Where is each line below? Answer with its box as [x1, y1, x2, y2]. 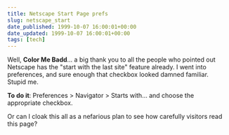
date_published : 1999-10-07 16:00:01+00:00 [7, 23, 137, 30]
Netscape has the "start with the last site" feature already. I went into [7, 63, 207, 71]
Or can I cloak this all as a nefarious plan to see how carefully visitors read [7, 113, 223, 121]
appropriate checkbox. [7, 99, 73, 107]
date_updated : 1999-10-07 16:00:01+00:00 [7, 29, 131, 37]
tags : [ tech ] [7, 36, 46, 43]
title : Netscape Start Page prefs [7, 10, 109, 17]
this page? [7, 120, 38, 128]
